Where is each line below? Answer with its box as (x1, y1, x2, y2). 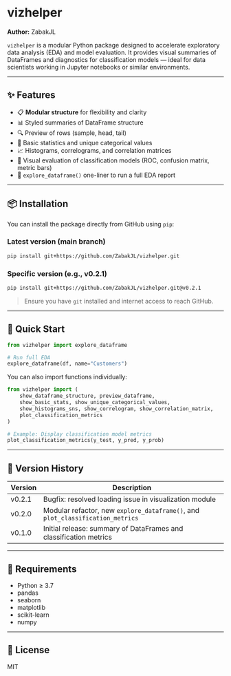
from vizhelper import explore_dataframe (7, 341, 128, 348)
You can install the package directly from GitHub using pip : (7, 220, 175, 228)
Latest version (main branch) (7, 237, 106, 246)
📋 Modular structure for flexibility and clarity (16, 108, 147, 116)
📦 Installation (7, 198, 69, 210)
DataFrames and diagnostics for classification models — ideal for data (7, 55, 206, 63)
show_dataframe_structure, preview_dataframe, (19, 392, 155, 400)
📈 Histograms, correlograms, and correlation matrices (16, 146, 172, 154)
